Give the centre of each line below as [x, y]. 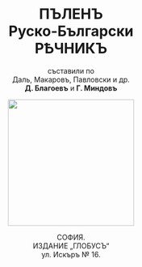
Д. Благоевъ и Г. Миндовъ [71, 88]
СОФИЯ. [71, 237]
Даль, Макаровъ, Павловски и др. [71, 79]
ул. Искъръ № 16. [71, 254]
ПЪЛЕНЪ [71, 14]
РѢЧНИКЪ [71, 49]
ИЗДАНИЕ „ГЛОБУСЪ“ [71, 246]
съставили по [71, 70]
